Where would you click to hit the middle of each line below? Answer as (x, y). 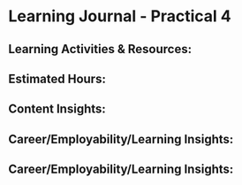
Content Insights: (57, 109)
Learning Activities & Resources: (100, 49)
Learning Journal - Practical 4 (120, 16)
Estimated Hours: (57, 78)
